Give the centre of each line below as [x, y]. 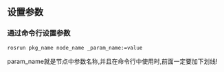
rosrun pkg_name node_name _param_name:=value [75, 48]
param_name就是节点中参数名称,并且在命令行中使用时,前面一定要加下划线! [112, 61]
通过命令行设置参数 [39, 33]
